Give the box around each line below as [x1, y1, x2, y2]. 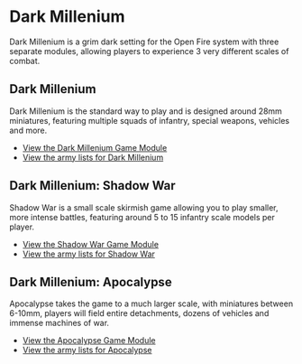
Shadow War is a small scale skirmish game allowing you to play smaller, [9, 201, 279, 213]
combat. [9, 55, 41, 66]
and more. [9, 125, 48, 135]
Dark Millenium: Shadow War [9, 178, 176, 193]
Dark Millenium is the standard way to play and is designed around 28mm [9, 106, 282, 117]
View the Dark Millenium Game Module [22, 142, 168, 153]
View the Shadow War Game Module [22, 238, 160, 249]
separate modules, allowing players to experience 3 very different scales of [9, 45, 289, 56]
